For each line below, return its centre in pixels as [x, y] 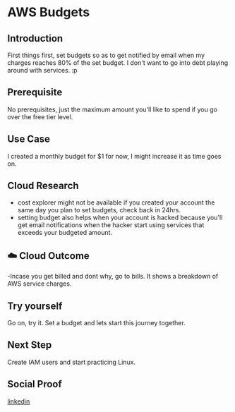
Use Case [29, 139]
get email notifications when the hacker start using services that [111, 225]
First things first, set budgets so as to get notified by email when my [106, 55]
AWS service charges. [40, 284]
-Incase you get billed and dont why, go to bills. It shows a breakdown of [113, 277]
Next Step [30, 345]
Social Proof [35, 384]
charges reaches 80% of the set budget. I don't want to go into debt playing [118, 63]
